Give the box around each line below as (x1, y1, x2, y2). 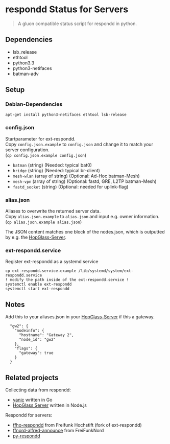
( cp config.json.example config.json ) (5, 152, 87, 158)
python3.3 (12, 60, 35, 66)
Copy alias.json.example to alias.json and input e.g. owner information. (5, 214, 160, 220)
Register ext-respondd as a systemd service (5, 259, 99, 265)
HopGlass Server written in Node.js (12, 402, 87, 408)
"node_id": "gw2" (18, 337, 56, 342)
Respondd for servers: (5, 412, 53, 418)
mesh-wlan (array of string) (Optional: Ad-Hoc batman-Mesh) (12, 173, 140, 179)
